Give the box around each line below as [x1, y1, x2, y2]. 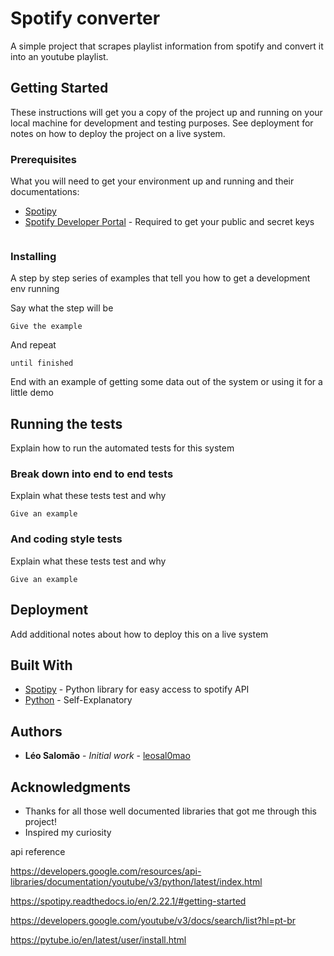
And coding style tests [10, 532, 123, 546]
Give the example [10, 322, 83, 332]
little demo [10, 387, 54, 399]
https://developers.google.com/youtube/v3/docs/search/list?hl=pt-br [10, 915, 296, 926]
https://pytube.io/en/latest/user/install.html [10, 934, 187, 946]
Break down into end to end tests [10, 467, 174, 481]
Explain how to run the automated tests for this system [10, 442, 235, 454]
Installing [10, 249, 57, 263]
